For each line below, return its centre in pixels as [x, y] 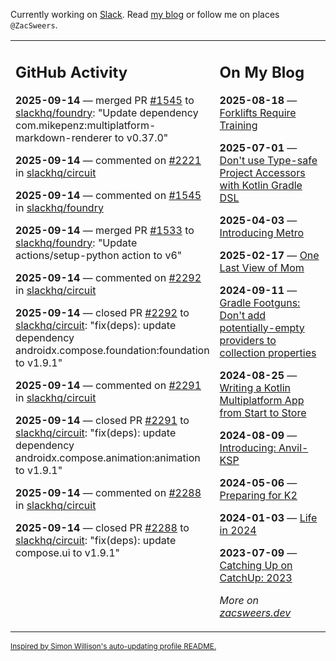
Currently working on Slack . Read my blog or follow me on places [145, 14]
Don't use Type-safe [268, 160]
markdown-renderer [64, 137]
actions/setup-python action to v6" [99, 255]
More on [239, 600]
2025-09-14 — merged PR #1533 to [105, 230]
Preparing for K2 [258, 495]
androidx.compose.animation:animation [108, 457]
